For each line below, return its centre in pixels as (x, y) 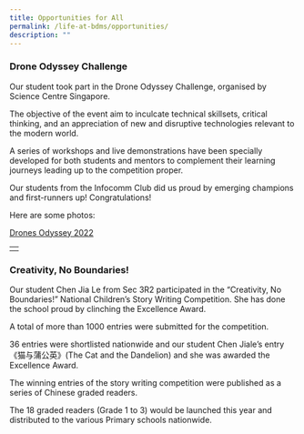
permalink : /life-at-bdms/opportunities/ (89, 26)
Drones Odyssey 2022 (51, 232)
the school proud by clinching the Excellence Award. (108, 308)
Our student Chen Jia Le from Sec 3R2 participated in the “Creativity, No (146, 289)
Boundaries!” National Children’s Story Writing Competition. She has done (147, 299)
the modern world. (44, 133)
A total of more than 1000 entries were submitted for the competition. (139, 326)
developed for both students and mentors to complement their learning (142, 160)
